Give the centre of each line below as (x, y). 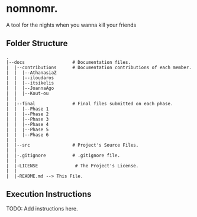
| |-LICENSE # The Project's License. (72, 166)
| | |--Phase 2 (28, 114)
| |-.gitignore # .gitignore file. (63, 156)
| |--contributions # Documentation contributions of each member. (99, 67)
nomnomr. (32, 9)
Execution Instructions (49, 194)
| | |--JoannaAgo (30, 88)
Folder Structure (37, 43)
